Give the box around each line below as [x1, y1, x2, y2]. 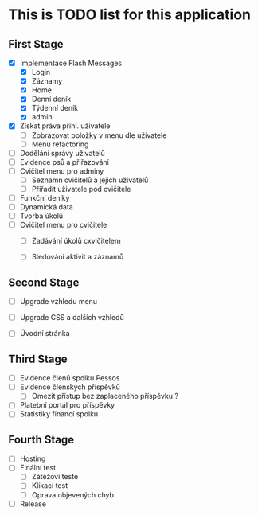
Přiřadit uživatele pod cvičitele [31, 184, 131, 193]
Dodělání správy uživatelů [19, 148, 105, 158]
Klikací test [31, 481, 68, 490]
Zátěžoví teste [31, 472, 79, 482]
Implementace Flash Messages [19, 58, 122, 68]
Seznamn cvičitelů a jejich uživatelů [31, 175, 149, 185]
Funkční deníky [19, 193, 70, 202]
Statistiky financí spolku [19, 409, 99, 419]
